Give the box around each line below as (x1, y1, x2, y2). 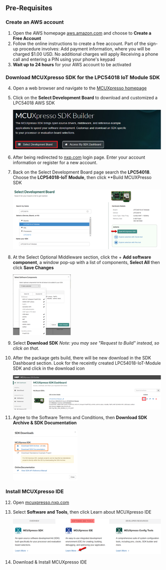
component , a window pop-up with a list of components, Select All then (12, 259, 160, 265)
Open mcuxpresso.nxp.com (12, 499, 69, 505)
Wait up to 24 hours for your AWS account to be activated (12, 61, 132, 67)
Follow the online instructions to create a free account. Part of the (12, 41, 146, 46)
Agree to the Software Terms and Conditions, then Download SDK (12, 415, 147, 421)
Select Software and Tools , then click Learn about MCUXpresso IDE (12, 509, 152, 515)
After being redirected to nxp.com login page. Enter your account (12, 154, 145, 160)
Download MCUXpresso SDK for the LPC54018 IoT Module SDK (5, 74, 160, 81)
